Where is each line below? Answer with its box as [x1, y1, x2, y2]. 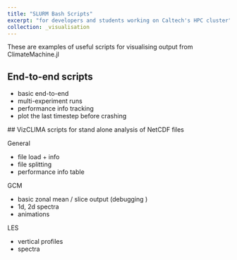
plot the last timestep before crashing [17, 112, 127, 120]
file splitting [17, 160, 52, 169]
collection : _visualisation [7, 23, 90, 30]
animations [17, 210, 50, 218]
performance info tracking [17, 104, 94, 113]
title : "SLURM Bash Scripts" [7, 10, 93, 18]
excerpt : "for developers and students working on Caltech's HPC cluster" [7, 17, 232, 24]
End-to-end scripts [7, 70, 93, 82]
